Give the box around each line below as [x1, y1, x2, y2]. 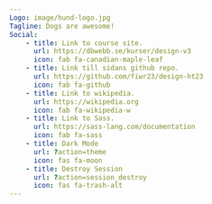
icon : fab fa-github [32, 80, 111, 89]
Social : [9, 30, 39, 39]
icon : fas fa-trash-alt [32, 181, 124, 190]
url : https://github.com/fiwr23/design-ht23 [32, 72, 204, 81]
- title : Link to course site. [25, 38, 143, 48]
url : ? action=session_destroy [32, 172, 147, 181]
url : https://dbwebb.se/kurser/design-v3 [32, 47, 192, 56]
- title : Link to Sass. [25, 114, 115, 123]
